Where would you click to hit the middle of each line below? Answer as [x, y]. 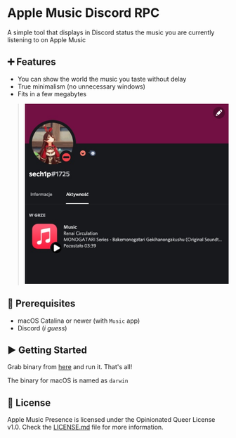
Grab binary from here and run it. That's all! [70, 367]
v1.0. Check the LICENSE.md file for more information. [85, 427]
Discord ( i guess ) [42, 328]
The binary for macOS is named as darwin [68, 380]
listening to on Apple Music [47, 39]
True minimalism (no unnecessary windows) [81, 86]
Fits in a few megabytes [52, 94]
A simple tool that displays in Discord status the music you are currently [111, 32]
